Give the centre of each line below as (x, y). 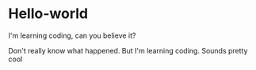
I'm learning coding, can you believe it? (72, 35)
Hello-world (48, 14)
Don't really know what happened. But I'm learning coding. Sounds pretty (128, 50)
